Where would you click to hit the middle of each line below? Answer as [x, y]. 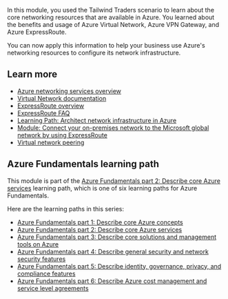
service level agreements [53, 288]
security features [41, 259]
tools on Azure [38, 244]
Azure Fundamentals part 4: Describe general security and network [113, 251]
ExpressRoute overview [51, 106]
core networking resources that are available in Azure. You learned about [111, 17]
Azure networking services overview [69, 91]
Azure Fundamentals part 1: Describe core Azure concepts [100, 222]
